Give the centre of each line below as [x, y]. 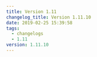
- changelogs [28, 34]
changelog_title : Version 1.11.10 [49, 17]
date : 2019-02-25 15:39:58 [39, 23]
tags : [13, 28]
